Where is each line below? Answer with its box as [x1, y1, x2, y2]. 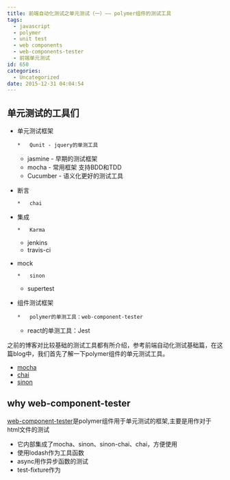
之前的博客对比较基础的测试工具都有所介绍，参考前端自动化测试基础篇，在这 [7, 341, 223, 350]
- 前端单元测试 [13, 55, 51, 62]
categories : [7, 67, 41, 74]
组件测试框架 [16, 299, 53, 307]
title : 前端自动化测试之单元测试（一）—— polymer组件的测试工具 [7, 10, 172, 17]
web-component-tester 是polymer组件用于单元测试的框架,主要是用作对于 [7, 416, 212, 425]
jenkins [27, 239, 48, 247]
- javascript [13, 23, 51, 29]
